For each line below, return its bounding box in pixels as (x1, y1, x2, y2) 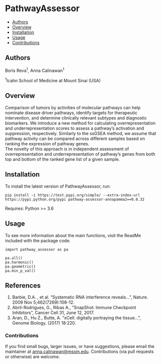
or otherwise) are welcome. (5, 353, 60, 360)
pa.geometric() (5, 264, 36, 269)
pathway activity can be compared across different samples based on (5, 136, 145, 141)
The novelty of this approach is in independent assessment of (5, 146, 129, 152)
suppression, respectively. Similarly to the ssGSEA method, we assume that (5, 130, 157, 136)
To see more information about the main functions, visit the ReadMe (5, 232, 141, 238)
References (5, 281, 41, 290)
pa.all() (5, 256, 23, 260)
